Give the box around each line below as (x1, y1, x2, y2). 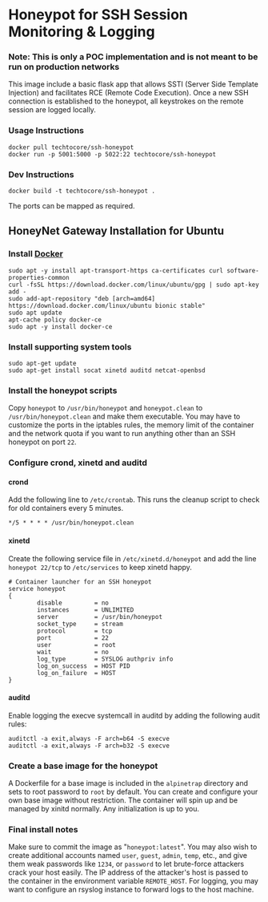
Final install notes (8, 824, 78, 835)
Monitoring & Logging (8, 22, 155, 41)
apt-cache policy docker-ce (8, 315, 102, 324)
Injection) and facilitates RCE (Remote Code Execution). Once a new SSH (8, 88, 250, 98)
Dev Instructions (8, 168, 74, 180)
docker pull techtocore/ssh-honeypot (8, 143, 134, 152)
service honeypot (8, 584, 66, 593)
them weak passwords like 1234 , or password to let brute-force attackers (8, 860, 245, 869)
